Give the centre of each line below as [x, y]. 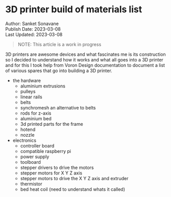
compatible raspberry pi [46, 151]
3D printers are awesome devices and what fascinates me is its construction [86, 54]
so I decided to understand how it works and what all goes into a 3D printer [84, 59]
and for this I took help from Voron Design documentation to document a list [85, 65]
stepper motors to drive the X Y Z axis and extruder [74, 178]
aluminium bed [36, 118]
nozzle [27, 135]
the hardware [27, 80]
